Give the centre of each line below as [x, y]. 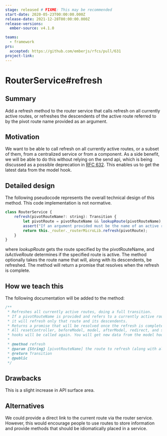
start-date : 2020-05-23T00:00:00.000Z [45, 14]
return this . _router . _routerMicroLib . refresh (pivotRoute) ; [85, 230]
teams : [12, 37]
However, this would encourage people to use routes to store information [80, 423]
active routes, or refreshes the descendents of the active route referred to [81, 116]
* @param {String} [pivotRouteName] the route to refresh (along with [82, 349]
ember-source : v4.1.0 [32, 28]
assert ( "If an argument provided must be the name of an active [91, 226]
